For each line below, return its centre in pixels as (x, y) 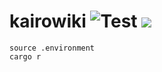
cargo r (25, 56)
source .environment (52, 48)
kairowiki (48, 21)
